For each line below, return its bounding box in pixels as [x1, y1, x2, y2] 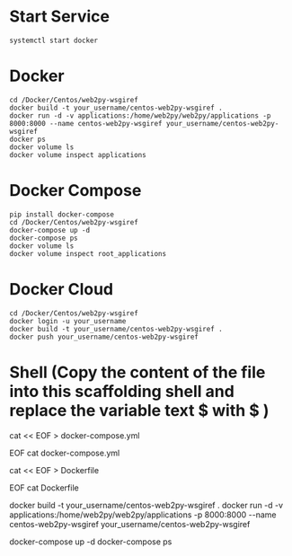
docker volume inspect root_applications [9, 249, 167, 258]
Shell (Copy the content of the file [9, 362, 266, 383]
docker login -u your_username [9, 316, 127, 325]
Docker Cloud [9, 279, 114, 299]
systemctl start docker [9, 36, 99, 45]
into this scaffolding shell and [9, 381, 235, 402]
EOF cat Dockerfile [9, 482, 79, 493]
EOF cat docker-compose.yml [9, 447, 120, 458]
